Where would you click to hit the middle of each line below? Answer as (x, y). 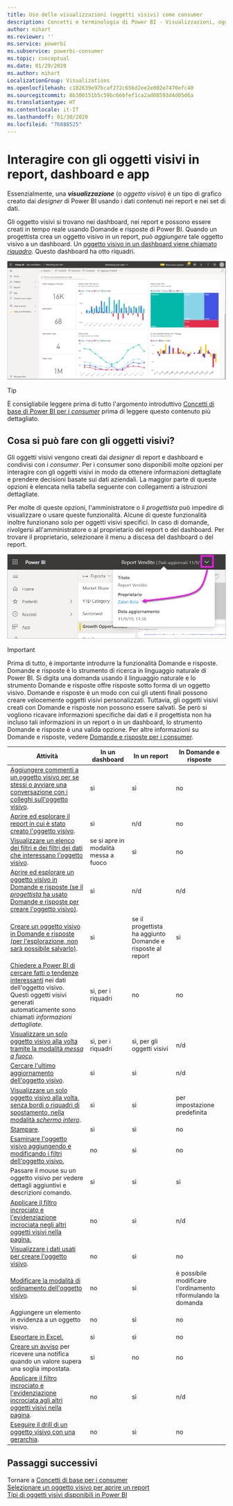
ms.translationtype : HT (42, 103)
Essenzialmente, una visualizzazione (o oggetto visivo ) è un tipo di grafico (114, 194)
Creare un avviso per (40, 1346)
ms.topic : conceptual (38, 59)
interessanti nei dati (38, 980)
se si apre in (107, 841)
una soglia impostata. (41, 1368)
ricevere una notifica (40, 1353)
